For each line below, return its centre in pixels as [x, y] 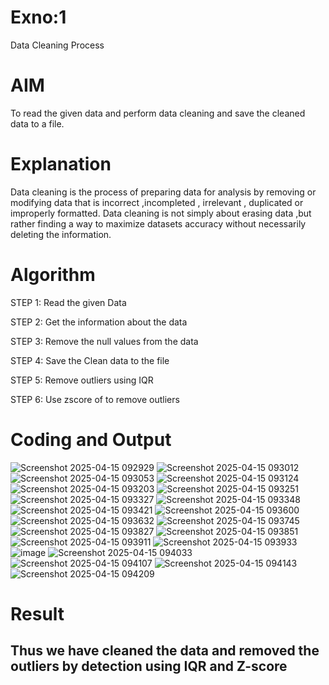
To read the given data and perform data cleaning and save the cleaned [158, 113]
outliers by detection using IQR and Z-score [149, 666]
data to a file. [37, 123]
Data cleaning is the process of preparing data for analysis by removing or [163, 192]
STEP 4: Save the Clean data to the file [90, 360]
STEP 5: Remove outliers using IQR [82, 380]
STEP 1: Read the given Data [68, 302]
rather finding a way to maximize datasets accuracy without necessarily [158, 223]
